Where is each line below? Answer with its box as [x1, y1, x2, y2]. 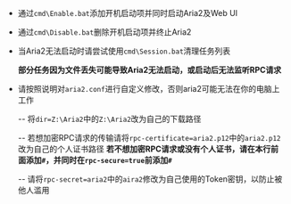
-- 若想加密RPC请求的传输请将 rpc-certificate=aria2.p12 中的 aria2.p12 [17, 133, 281, 143]
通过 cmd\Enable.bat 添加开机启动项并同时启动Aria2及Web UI [17, 8, 238, 18]
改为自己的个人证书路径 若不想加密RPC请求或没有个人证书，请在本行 [17, 143, 271, 154]
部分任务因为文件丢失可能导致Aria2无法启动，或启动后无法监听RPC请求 [17, 65, 282, 75]
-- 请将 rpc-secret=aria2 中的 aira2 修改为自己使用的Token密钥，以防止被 [17, 174, 283, 184]
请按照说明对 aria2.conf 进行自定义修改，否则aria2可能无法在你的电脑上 [17, 84, 280, 94]
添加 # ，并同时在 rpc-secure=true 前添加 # [25, 155, 172, 165]
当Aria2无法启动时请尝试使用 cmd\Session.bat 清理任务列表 [17, 45, 231, 56]
